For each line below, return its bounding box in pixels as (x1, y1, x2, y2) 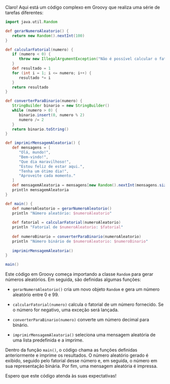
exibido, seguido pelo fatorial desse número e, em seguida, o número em (5, 358, 158, 364)
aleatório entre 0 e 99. (12, 292, 59, 298)
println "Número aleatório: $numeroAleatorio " (12, 211, 112, 216)
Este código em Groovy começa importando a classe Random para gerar (5, 271, 153, 277)
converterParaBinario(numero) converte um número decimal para (12, 317, 149, 323)
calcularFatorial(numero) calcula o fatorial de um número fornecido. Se (12, 302, 164, 308)
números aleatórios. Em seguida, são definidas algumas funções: (5, 276, 141, 282)
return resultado (12, 84, 49, 90)
